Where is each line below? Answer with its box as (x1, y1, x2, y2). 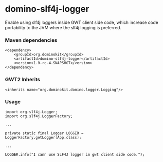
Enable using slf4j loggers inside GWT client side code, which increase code (5, 19, 159, 25)
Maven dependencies (5, 36, 57, 43)
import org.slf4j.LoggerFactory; (5, 113, 73, 119)
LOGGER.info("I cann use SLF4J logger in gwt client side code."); (5, 152, 145, 157)
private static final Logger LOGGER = (5, 130, 84, 136)
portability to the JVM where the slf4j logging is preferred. (5, 24, 122, 30)
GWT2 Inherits (5, 76, 40, 83)
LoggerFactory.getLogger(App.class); (5, 135, 82, 140)
